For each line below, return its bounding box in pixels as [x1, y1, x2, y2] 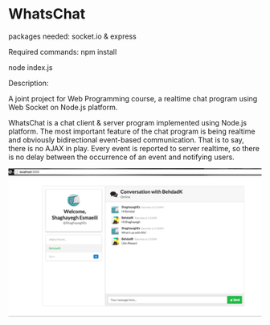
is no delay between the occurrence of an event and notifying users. [8, 152, 235, 162]
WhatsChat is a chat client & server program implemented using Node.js [8, 117, 247, 127]
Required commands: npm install [8, 47, 117, 56]
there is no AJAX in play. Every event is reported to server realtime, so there [8, 143, 260, 153]
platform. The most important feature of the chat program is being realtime [8, 126, 256, 136]
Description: [8, 78, 49, 88]
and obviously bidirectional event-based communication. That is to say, [8, 134, 245, 145]
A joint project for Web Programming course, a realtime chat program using [8, 93, 258, 103]
